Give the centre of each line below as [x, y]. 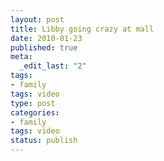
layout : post [37, 19]
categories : [35, 112]
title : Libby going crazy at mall [82, 29]
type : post [33, 103]
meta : [21, 57]
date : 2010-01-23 [46, 38]
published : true [44, 47]
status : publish [44, 141]
